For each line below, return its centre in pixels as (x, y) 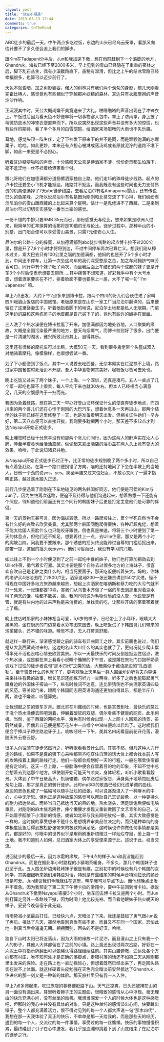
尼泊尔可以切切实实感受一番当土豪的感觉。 (48, 209)
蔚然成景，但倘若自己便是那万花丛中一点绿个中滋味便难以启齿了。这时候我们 (82, 725)
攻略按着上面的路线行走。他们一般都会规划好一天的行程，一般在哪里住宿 (82, 760)
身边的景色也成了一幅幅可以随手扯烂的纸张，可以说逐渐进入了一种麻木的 (78, 791)
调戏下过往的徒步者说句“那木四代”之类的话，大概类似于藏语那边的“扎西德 (79, 666)
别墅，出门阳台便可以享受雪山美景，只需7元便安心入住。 (62, 232)
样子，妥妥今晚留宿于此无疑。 (35, 906)
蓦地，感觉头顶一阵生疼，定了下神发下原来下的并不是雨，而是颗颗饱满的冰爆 (82, 139)
